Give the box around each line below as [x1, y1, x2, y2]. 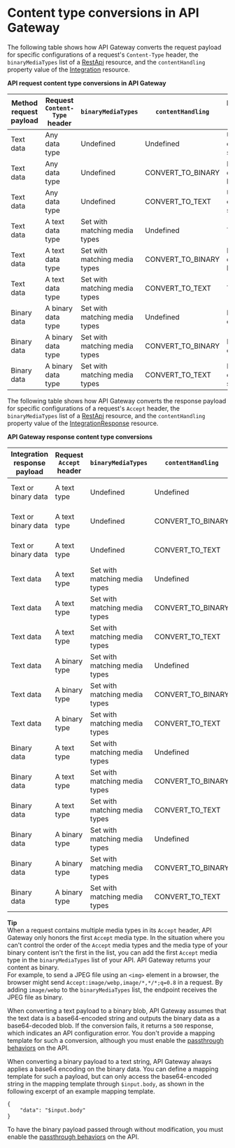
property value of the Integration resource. [7, 65, 131, 74]
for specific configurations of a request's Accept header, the [7, 404, 180, 413]
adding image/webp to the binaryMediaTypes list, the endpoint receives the [7, 986, 218, 994]
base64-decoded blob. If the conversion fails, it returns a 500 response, [7, 1021, 213, 1030]
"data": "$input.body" [20, 1107, 86, 1114]
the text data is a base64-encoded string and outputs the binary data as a [7, 1014, 220, 1022]
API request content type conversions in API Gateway [7, 78, 166, 87]
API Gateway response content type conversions [7, 432, 152, 441]
